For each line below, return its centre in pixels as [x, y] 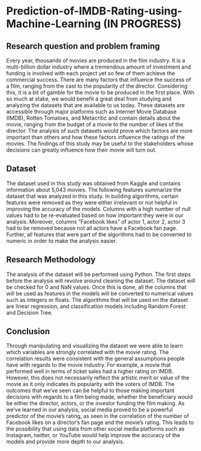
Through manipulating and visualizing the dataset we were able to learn [94, 346]
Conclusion [28, 332]
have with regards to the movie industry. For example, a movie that [88, 365]
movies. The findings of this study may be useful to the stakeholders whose [100, 143]
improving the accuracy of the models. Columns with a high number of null [98, 209]
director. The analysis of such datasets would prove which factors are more [100, 131]
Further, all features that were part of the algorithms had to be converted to [99, 234]
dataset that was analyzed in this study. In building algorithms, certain [92, 196]
